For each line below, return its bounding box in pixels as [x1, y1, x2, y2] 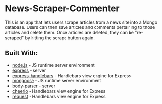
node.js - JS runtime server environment [12, 62, 95, 68]
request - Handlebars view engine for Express [12, 93, 106, 99]
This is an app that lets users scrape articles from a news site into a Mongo [5, 19, 158, 25]
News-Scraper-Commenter [5, 3, 120, 14]
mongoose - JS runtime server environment [12, 78, 101, 83]
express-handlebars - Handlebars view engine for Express [12, 72, 131, 78]
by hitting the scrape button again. [25, 35, 95, 41]
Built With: [5, 49, 38, 57]
